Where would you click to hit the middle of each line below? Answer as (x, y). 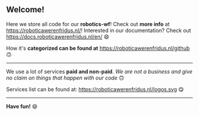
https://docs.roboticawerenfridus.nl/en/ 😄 (58, 36)
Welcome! (25, 10)
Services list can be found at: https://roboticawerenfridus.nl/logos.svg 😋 (95, 89)
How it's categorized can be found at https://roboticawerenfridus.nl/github (98, 48)
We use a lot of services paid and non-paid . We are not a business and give (99, 71)
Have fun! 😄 (22, 106)
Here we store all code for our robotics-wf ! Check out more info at (88, 24)
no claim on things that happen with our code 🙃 (65, 78)
